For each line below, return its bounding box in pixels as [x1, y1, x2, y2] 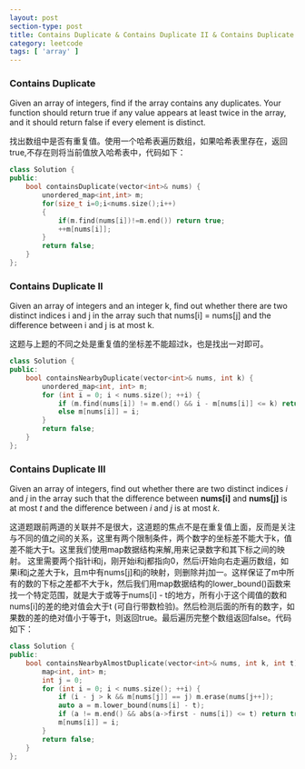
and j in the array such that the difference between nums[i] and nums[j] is [9, 493, 288, 504]
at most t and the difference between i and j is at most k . [9, 503, 221, 514]
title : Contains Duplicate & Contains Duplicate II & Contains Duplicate [9, 30, 295, 39]
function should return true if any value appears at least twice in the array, [9, 107, 287, 118]
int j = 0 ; [42, 675, 84, 684]
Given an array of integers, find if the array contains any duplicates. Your [9, 97, 281, 109]
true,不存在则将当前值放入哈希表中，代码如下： [9, 147, 186, 158]
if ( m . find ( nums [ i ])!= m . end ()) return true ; [57, 215, 225, 225]
